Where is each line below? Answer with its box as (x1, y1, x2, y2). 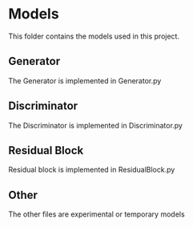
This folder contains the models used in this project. (8, 31, 180, 41)
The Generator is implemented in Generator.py (8, 75, 162, 85)
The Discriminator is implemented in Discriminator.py (8, 120, 183, 130)
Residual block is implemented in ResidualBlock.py (8, 165, 175, 175)
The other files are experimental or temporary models (8, 209, 186, 219)
